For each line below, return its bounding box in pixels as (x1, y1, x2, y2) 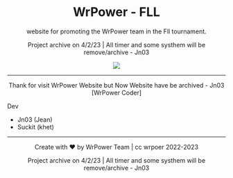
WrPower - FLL (72, 4, 161, 20)
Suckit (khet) (17, 122, 54, 131)
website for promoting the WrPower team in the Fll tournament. (26, 27, 207, 35)
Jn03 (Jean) (17, 115, 53, 124)
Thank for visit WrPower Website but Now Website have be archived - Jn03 (8, 81, 225, 89)
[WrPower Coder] (91, 88, 142, 97)
